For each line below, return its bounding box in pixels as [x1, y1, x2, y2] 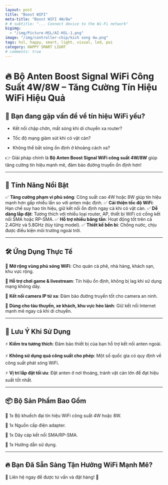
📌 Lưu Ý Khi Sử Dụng [5, 327, 71, 336]
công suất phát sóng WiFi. [5, 360, 59, 366]
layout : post [5, 7, 32, 12]
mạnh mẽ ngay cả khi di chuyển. [5, 308, 72, 314]
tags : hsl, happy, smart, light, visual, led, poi [5, 40, 113, 45]
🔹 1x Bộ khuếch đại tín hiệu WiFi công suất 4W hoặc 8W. [5, 413, 121, 419]
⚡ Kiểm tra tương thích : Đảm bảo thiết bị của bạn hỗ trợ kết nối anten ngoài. [5, 341, 162, 347]
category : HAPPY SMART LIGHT [5, 44, 66, 49]
